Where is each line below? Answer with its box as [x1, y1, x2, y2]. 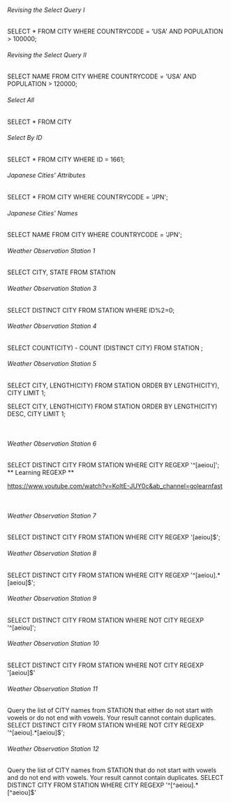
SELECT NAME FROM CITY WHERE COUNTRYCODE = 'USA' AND [7, 72, 197, 80]
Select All [7, 96, 35, 104]
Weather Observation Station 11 [7, 684, 98, 692]
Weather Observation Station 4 [7, 322, 97, 330]
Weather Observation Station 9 [7, 595, 97, 603]
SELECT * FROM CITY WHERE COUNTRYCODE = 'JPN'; [7, 193, 169, 201]
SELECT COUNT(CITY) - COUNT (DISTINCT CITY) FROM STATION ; [7, 343, 204, 352]
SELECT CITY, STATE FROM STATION [7, 268, 116, 276]
